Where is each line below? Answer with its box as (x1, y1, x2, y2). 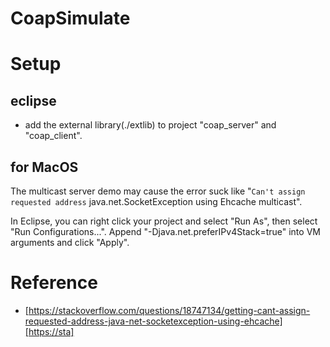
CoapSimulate (10, 7, 131, 30)
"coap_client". (24, 130, 83, 142)
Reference (10, 272, 98, 294)
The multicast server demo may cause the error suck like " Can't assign (10, 185, 306, 197)
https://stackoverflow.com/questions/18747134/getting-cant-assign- (28, 304, 311, 316)
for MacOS (10, 158, 79, 176)
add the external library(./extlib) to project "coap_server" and (24, 119, 277, 131)
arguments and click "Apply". (10, 237, 130, 248)
